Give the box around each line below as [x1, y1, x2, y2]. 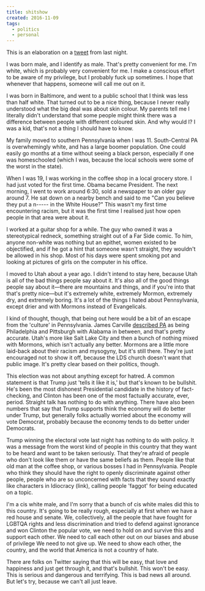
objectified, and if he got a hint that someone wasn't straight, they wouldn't [6, 245, 196, 252]
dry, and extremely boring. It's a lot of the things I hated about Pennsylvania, [6, 296, 199, 304]
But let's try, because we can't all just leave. [6, 578, 117, 585]
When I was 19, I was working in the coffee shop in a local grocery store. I [6, 174, 192, 182]
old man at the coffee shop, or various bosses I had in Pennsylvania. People [6, 463, 198, 470]
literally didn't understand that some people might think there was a [6, 112, 177, 119]
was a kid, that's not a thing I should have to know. [6, 125, 133, 132]
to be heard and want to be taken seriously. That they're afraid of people [6, 450, 190, 457]
